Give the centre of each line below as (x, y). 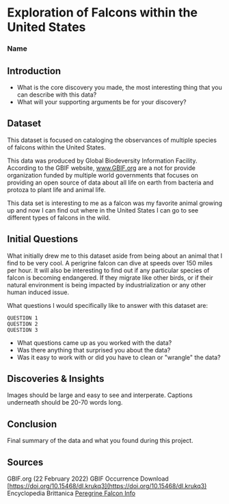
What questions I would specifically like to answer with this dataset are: (108, 305)
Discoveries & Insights (56, 379)
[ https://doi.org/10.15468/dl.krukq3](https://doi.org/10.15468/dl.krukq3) (107, 485)
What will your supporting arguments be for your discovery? (102, 101)
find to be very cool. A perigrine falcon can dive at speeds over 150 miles (110, 263)
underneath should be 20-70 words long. (65, 403)
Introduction (34, 71)
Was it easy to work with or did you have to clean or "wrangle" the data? (119, 357)
